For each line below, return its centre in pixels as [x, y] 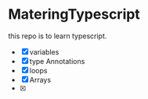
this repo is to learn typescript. [58, 36]
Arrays [40, 80]
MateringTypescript [74, 14]
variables [44, 51]
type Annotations [57, 61]
